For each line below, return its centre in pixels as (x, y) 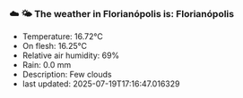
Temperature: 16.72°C (62, 37)
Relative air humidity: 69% (71, 55)
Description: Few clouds (67, 75)
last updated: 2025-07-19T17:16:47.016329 (101, 84)
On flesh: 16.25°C (55, 46)
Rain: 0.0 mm (47, 65)
